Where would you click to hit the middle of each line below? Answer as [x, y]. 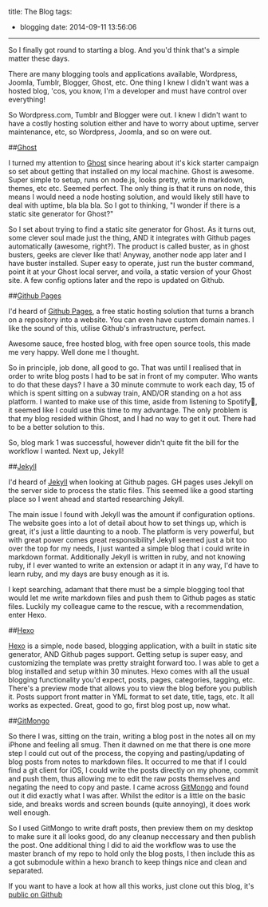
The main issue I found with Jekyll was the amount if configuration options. [132, 514]
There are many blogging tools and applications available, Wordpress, [123, 74]
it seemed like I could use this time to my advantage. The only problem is [128, 410]
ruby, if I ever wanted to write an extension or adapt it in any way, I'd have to [134, 565]
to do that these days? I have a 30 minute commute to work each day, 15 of [132, 384]
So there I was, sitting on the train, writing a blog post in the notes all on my [132, 736]
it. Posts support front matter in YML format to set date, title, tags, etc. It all [131, 697]
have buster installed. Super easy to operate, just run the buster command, [131, 263]
